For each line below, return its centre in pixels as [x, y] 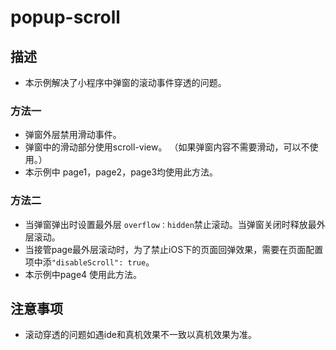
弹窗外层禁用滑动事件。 [73, 135]
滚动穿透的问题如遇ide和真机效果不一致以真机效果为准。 [140, 335]
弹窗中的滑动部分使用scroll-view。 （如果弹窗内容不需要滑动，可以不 [167, 147]
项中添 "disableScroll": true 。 [89, 262]
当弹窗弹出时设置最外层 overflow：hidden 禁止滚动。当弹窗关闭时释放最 [170, 224]
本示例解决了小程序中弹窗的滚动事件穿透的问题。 [125, 82]
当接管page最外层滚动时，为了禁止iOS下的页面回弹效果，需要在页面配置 [174, 249]
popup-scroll [65, 17]
